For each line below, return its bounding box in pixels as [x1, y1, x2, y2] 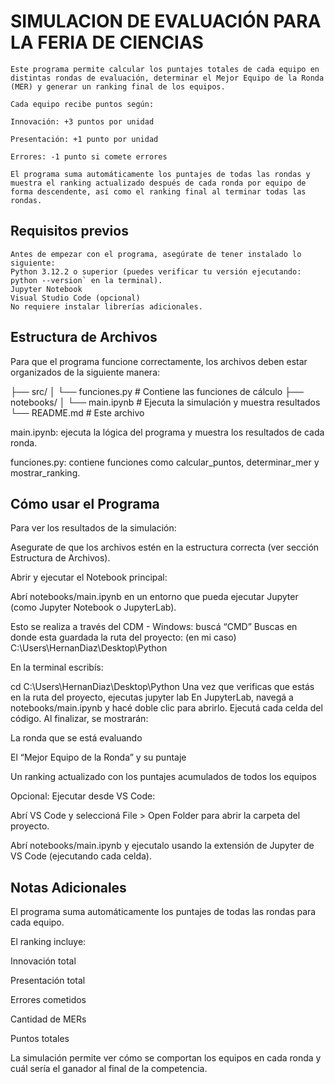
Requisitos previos [10, 223, 129, 240]
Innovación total [10, 955, 77, 967]
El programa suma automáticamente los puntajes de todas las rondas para [10, 906, 317, 918]
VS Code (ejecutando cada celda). [10, 850, 152, 862]
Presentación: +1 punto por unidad [10, 134, 159, 144]
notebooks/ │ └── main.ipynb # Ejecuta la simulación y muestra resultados [10, 396, 321, 408]
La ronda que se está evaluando [10, 732, 143, 744]
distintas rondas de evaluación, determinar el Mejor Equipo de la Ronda [10, 73, 325, 83]
